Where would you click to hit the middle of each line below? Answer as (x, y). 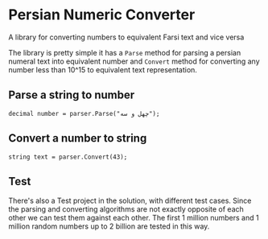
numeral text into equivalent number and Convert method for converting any (134, 61)
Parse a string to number (72, 95)
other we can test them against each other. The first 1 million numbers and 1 (134, 218)
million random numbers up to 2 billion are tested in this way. (109, 226)
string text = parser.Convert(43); (68, 157)
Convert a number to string (78, 138)
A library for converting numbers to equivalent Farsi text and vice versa (126, 37)
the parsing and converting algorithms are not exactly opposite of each (126, 209)
